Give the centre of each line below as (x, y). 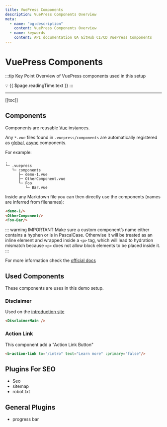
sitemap (20, 386)
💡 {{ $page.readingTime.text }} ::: (39, 85)
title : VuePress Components (34, 10)
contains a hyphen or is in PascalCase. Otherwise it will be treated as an (79, 235)
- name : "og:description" (37, 24)
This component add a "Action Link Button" (49, 344)
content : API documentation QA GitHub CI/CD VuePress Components (83, 38)
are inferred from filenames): (35, 202)
